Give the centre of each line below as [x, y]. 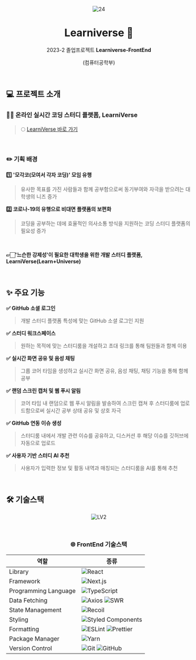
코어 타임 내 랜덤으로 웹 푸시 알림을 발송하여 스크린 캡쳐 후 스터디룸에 [100, 403]
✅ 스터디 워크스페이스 [31, 333]
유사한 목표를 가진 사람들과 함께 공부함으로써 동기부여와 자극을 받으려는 [102, 189]
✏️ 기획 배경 [22, 159]
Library [19, 572]
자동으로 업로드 [38, 443]
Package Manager [34, 638]
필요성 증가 [33, 230]
